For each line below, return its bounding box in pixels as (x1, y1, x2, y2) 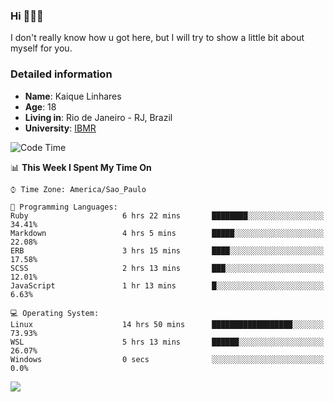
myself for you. (10, 42, 73, 54)
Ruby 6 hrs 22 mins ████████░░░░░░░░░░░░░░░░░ (10, 210, 325, 221)
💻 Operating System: (10, 308, 100, 318)
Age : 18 (24, 100, 57, 113)
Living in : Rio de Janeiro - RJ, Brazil (24, 111, 173, 123)
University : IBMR (24, 122, 97, 134)
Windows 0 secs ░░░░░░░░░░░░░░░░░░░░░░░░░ (10, 354, 325, 364)
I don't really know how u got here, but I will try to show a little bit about (10, 32, 305, 44)
